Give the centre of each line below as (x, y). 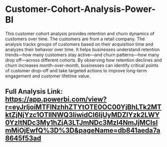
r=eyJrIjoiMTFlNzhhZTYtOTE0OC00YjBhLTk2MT (83, 107)
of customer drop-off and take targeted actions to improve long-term (76, 70)
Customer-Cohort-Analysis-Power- (81, 9)
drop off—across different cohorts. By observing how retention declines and (83, 60)
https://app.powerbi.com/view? (56, 99)
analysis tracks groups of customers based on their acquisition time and (79, 44)
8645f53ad (23, 138)
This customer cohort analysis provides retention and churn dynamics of (80, 33)
